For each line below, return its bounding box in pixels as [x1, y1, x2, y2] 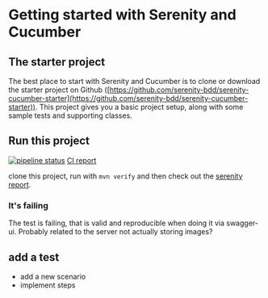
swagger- [225, 218, 258, 228]
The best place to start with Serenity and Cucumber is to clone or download [8, 77, 261, 86]
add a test [8, 250, 60, 264]
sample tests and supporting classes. [8, 111, 133, 120]
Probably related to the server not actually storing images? [18, 227, 213, 237]
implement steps [19, 280, 76, 290]
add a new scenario [19, 271, 86, 281]
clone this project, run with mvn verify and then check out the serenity [8, 171, 243, 181]
